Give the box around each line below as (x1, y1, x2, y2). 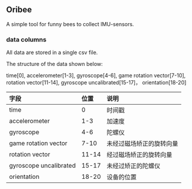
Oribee (6, 5, 32, 15)
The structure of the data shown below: (6, 61, 103, 68)
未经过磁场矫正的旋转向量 (106, 140, 178, 148)
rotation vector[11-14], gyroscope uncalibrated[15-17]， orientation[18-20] (6, 79, 187, 86)
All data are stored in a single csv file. (6, 49, 98, 56)
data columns (6, 35, 46, 43)
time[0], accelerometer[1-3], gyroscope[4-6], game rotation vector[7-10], (6, 72, 186, 79)
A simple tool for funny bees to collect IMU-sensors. (6, 20, 134, 27)
